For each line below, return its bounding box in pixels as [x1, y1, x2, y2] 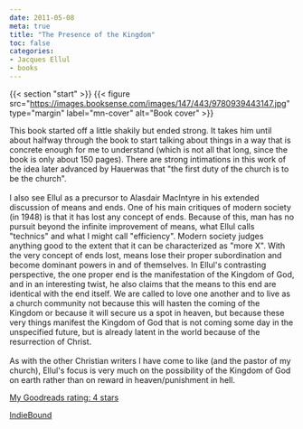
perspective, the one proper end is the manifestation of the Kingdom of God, [9, 268, 295, 280]
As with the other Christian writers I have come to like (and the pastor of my [9, 355, 291, 366]
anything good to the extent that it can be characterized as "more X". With [9, 240, 286, 251]
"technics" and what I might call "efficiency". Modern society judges [9, 230, 264, 241]
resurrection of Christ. [9, 336, 92, 347]
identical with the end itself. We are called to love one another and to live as [9, 288, 291, 299]
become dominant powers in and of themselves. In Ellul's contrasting [9, 259, 267, 270]
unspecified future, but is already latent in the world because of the [9, 326, 260, 337]
